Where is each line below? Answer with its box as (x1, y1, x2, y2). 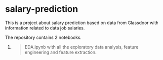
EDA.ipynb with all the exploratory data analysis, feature (24, 44, 139, 50)
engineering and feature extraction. (24, 49, 97, 55)
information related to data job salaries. (5, 25, 85, 30)
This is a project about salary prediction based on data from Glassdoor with (5, 20, 159, 26)
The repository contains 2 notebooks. (5, 34, 81, 40)
